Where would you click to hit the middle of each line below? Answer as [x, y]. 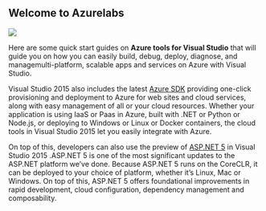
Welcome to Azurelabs [66, 13]
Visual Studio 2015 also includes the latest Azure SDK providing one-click [130, 88]
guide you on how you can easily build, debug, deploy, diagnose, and [123, 56]
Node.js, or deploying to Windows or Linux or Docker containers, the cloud [132, 123]
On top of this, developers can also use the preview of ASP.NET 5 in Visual [132, 147]
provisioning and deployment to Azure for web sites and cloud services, [127, 97]
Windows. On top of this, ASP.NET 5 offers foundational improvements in [129, 181]
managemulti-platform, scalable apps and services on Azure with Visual [127, 64]
